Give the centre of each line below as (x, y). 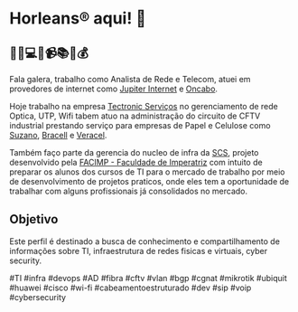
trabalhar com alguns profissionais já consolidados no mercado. (129, 191)
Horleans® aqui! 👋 (78, 19)
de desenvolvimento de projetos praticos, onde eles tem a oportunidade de (149, 181)
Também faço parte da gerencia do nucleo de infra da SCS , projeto (134, 152)
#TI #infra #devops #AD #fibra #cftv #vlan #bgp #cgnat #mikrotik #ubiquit (148, 278)
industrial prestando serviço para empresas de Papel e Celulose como (140, 125)
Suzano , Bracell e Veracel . (58, 135)
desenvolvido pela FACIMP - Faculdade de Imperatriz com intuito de (136, 162)
